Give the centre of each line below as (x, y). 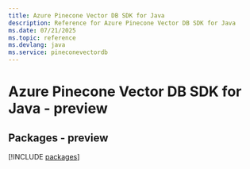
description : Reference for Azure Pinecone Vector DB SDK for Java (122, 23)
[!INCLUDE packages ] (44, 157)
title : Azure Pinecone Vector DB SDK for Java (87, 15)
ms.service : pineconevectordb (58, 52)
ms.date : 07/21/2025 (42, 30)
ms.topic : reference (42, 38)
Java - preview (58, 109)
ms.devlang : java (37, 45)
